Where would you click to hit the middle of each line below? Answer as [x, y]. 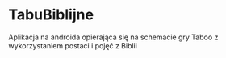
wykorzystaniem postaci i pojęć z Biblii [73, 45]
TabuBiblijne [51, 15]
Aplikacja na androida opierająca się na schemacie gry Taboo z [113, 37]
